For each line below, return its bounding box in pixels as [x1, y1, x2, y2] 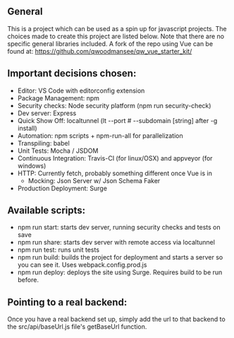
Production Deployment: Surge [17, 184, 108, 192]
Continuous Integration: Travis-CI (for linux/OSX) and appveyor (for [17, 153, 213, 162]
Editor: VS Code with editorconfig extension [17, 86, 145, 95]
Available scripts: [7, 204, 86, 216]
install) [17, 124, 37, 132]
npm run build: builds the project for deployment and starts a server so [17, 253, 223, 262]
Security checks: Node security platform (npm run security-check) [17, 101, 211, 110]
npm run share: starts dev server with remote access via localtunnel [17, 238, 215, 247]
